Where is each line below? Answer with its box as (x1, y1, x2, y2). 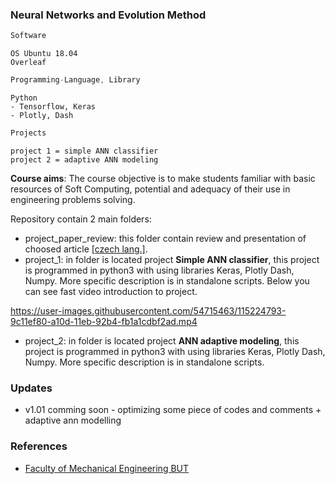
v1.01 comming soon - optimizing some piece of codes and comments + (24, 404, 322, 416)
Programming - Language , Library (10, 75, 141, 85)
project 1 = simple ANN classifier (10, 146, 159, 156)
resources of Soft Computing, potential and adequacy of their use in (10, 183, 291, 195)
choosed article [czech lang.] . (24, 243, 148, 255)
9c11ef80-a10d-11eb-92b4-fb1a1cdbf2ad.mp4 (10, 315, 198, 327)
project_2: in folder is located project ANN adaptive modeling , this (24, 334, 300, 347)
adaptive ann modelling (24, 414, 122, 427)
